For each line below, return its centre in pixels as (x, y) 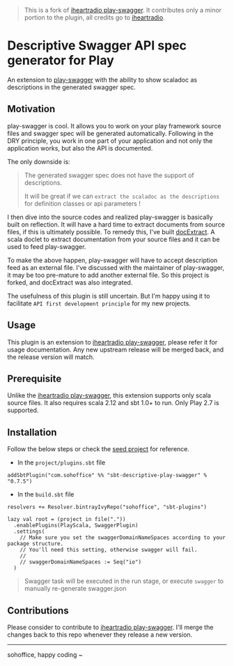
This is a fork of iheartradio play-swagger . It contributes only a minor (123, 10)
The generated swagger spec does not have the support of (109, 175)
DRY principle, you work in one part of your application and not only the (110, 141)
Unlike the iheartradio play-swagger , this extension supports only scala (109, 395)
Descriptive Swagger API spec (97, 46)
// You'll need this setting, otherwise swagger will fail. (109, 550)
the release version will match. (51, 357)
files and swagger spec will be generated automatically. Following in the (110, 133)
